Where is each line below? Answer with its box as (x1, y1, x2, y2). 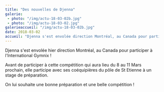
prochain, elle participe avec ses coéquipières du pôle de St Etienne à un (5, 67, 152, 73)
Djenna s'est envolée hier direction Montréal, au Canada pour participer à (5, 47, 153, 53)
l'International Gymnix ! (5, 52, 52, 58)
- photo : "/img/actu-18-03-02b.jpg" (7, 16, 82, 21)
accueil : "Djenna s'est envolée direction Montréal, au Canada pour (5, 34, 147, 39)
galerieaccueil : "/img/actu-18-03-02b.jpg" (5, 25, 95, 30)
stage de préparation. (5, 72, 49, 78)
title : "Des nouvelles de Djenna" (5, 7, 76, 12)
